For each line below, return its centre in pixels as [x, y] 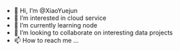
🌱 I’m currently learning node [55, 25]
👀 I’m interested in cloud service [60, 18]
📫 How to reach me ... [46, 40]
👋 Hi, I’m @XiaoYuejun [46, 11]
